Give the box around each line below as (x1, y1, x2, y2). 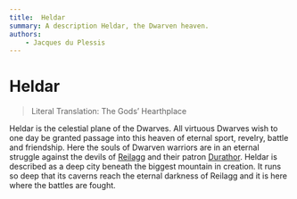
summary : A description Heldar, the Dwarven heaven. (9, 21, 210, 30)
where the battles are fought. (9, 180, 116, 191)
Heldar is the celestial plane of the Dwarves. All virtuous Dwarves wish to (9, 123, 278, 134)
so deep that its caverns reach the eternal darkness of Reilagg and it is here (9, 170, 288, 181)
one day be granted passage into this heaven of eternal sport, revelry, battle (9, 133, 289, 144)
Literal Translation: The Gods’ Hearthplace (30, 106, 187, 117)
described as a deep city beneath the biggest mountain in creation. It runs (9, 162, 282, 172)
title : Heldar (9, 12, 66, 22)
